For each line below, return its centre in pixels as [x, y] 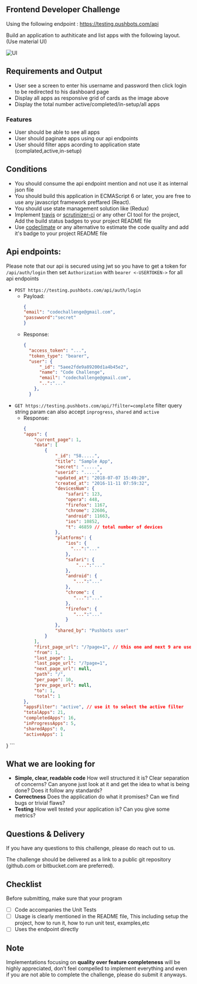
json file [24, 190]
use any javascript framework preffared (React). [72, 202]
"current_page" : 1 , [58, 440]
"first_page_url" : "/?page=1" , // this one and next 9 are [108, 647]
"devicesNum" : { [75, 489]
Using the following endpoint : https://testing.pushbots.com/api [83, 23]
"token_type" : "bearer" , [59, 356]
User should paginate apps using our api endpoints [76, 138]
